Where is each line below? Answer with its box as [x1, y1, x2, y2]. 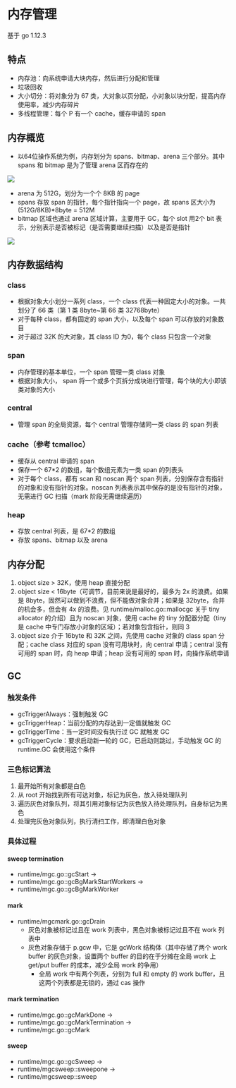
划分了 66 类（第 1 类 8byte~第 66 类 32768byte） [17, 306, 163, 315]
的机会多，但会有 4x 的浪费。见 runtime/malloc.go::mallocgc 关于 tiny [17, 605, 220, 614]
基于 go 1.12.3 [7, 31, 46, 40]
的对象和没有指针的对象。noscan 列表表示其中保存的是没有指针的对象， [17, 483, 227, 492]
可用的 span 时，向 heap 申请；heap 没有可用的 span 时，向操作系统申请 [17, 649, 230, 658]
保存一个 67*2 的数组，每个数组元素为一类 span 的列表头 [17, 466, 184, 474]
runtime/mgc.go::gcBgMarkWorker [17, 885, 119, 893]
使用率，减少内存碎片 [17, 100, 80, 109]
